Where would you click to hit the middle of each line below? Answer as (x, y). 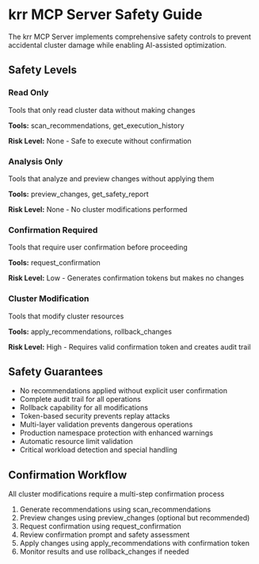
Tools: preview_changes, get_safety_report (78, 194)
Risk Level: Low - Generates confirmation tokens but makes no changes (126, 278)
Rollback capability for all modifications (84, 408)
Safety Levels (43, 70)
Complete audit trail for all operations (80, 400)
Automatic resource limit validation (76, 442)
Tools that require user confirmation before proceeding (98, 247)
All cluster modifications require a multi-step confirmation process (116, 494)
